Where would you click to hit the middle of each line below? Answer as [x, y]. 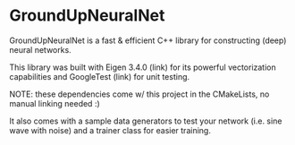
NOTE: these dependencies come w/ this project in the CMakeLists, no [139, 94]
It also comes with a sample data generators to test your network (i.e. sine [146, 121]
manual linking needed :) [55, 103]
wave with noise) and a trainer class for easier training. [110, 130]
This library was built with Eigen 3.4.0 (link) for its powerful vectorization [143, 67]
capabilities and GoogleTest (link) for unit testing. [100, 76]
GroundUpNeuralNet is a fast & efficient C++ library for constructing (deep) [148, 40]
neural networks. [40, 49]
